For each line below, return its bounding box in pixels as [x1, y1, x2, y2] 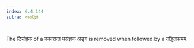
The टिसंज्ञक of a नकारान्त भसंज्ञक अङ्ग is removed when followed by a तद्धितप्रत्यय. [6, 35, 188, 42]
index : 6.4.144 [6, 8, 44, 15]
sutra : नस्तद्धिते [6, 14, 39, 20]
